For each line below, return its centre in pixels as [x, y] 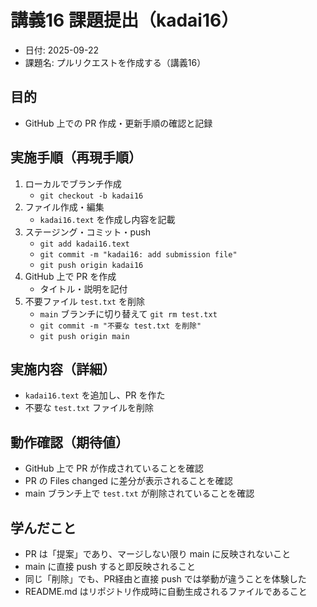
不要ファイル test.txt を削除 [84, 301]
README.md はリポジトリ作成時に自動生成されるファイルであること [166, 591]
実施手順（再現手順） [76, 157]
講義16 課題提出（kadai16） [125, 20]
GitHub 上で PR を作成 [70, 276]
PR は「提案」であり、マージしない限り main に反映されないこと [158, 554]
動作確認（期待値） [69, 442]
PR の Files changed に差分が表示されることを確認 [128, 481]
